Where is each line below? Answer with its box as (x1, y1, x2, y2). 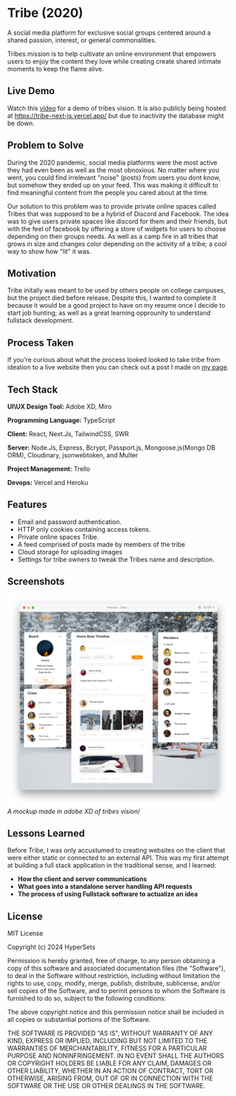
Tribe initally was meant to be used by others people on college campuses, (7, 286, 226, 295)
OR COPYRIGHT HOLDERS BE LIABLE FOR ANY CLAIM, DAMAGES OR (7, 1059, 212, 1068)
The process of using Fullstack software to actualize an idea (17, 890, 198, 899)
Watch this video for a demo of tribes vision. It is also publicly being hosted (7, 104, 226, 112)
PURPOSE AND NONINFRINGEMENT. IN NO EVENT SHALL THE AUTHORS (7, 1051, 225, 1060)
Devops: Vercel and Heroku (7, 479, 88, 486)
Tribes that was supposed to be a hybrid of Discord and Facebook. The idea (7, 209, 229, 218)
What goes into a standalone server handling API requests (17, 882, 193, 891)
